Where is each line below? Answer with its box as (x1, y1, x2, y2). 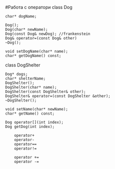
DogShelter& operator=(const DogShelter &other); (5, 93, 111, 98)
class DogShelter (5, 62, 40, 68)
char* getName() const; (5, 111, 55, 116)
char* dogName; (5, 14, 37, 19)
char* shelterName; (5, 76, 46, 81)
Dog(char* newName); (5, 27, 48, 32)
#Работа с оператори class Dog (5, 4, 72, 10)
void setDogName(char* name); (5, 49, 68, 54)
